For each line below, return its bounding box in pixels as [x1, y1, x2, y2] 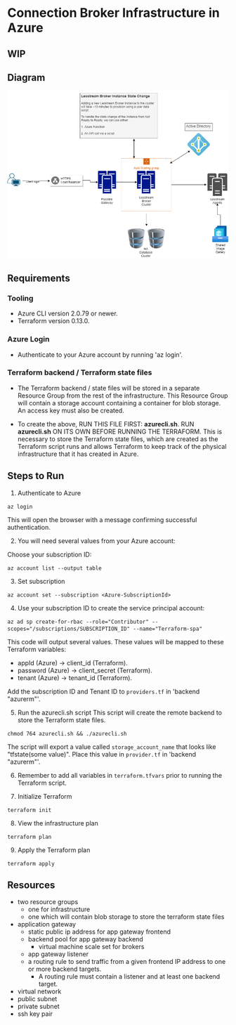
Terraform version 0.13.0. [17, 317, 90, 325]
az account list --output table [7, 564, 102, 572]
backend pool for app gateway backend [27, 935, 144, 944]
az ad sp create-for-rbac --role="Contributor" [7, 618, 150, 625]
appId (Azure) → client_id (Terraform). [17, 658, 128, 667]
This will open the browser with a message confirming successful [7, 515, 197, 524]
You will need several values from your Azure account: [17, 536, 176, 545]
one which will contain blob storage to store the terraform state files [27, 913, 225, 921]
